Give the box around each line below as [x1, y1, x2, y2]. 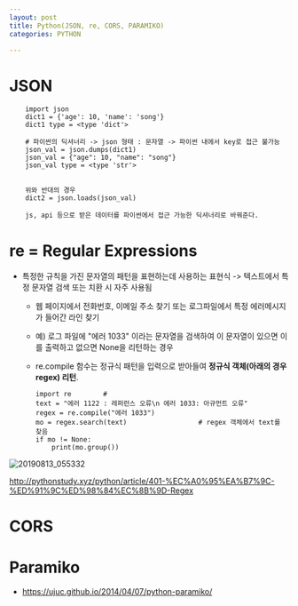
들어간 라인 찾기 [44, 312, 100, 323]
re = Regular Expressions [9, 241, 198, 260]
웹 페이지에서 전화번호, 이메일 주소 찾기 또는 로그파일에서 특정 [35, 301, 248, 312]
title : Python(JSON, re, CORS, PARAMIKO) [9, 21, 165, 30]
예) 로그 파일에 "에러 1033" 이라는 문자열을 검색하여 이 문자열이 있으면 [35, 331, 278, 342]
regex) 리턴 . [35, 372, 79, 383]
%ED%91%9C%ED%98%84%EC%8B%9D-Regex [9, 485, 193, 496]
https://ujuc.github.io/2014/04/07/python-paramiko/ [21, 586, 213, 597]
